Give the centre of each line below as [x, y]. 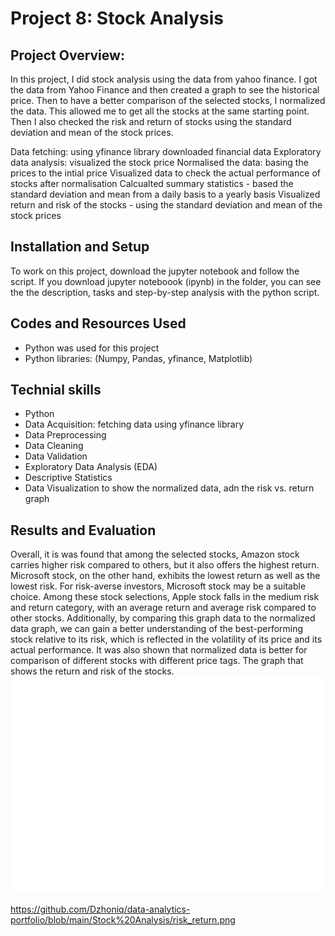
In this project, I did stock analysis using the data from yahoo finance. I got [164, 79]
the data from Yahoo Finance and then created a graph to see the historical [165, 90]
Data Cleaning [54, 446]
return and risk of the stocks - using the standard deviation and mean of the [166, 205]
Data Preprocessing [65, 435]
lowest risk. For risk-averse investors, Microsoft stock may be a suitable [158, 586]
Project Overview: [67, 55]
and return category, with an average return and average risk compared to [163, 608]
